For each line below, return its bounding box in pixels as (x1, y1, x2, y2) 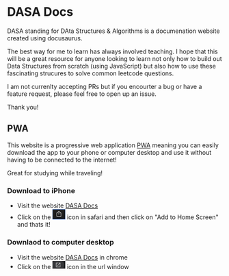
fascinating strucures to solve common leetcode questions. (7, 69, 174, 77)
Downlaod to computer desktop (7, 238, 114, 247)
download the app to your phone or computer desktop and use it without (7, 148, 212, 156)
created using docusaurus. (7, 34, 83, 42)
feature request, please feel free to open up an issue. (7, 90, 157, 98)
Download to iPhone (7, 186, 75, 195)
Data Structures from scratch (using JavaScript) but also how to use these (7, 62, 217, 70)
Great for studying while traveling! (7, 168, 103, 177)
